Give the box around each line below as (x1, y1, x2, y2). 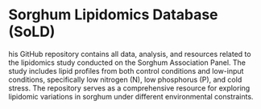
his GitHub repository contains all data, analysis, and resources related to (8, 49, 251, 59)
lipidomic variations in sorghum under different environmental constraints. (8, 91, 254, 101)
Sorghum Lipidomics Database (8, 6, 219, 24)
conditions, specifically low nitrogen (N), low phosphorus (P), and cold (8, 75, 242, 84)
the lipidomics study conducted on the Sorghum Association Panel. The (8, 58, 246, 67)
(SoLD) (8, 22, 56, 41)
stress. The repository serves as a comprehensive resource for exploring (8, 83, 251, 93)
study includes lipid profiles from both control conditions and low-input (8, 66, 244, 75)
